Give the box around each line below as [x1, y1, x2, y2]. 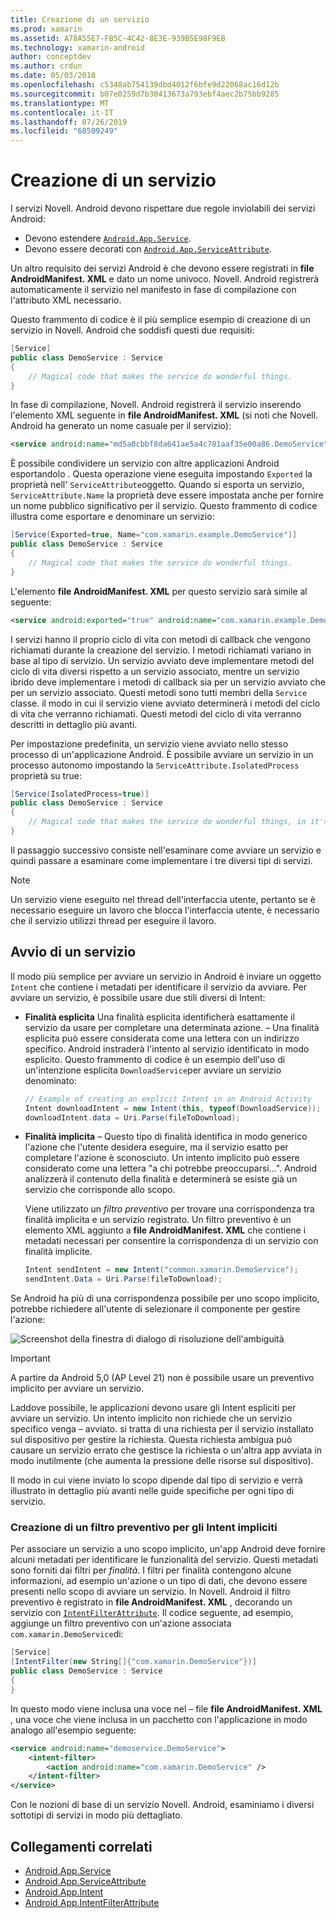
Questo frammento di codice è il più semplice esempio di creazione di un [10, 314, 311, 326]
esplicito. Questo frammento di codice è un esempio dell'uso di [24, 1053, 286, 1065]
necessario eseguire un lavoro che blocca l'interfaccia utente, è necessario [10, 904, 320, 916]
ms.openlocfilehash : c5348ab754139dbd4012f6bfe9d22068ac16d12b [10, 80, 280, 90]
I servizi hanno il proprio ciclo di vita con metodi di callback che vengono [10, 633, 311, 645]
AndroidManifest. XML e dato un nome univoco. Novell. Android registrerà [10, 273, 320, 285]
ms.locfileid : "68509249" [10, 126, 118, 136]
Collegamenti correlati [10, 1838, 153, 1855]
